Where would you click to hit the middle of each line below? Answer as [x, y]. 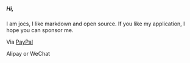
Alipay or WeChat [28, 53]
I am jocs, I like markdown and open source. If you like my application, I [96, 24]
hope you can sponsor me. [40, 30]
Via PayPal [20, 42]
